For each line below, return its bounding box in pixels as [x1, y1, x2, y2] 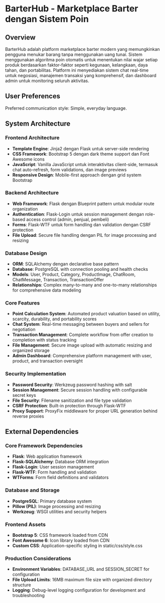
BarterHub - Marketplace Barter [5, 3, 138, 14]
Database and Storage [5, 487, 60, 494]
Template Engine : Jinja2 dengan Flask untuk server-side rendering [12, 145, 149, 151]
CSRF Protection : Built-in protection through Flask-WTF [12, 402, 126, 408]
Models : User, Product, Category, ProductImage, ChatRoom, [12, 271, 136, 277]
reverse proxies [12, 413, 44, 419]
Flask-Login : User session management [12, 464, 94, 470]
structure [12, 582, 31, 588]
